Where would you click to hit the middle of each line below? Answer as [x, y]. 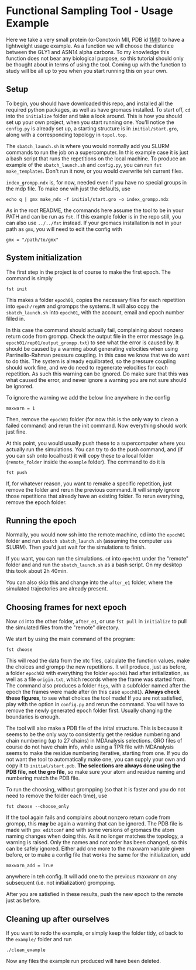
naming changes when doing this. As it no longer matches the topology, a [94, 836]
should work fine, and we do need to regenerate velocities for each [87, 367]
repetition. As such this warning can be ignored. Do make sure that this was [97, 374]
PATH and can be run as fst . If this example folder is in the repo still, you [94, 216]
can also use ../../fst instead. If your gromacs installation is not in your [94, 223]
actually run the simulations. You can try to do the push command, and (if [94, 449]
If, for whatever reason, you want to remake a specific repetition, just [89, 484]
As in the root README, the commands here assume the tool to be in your [95, 210]
